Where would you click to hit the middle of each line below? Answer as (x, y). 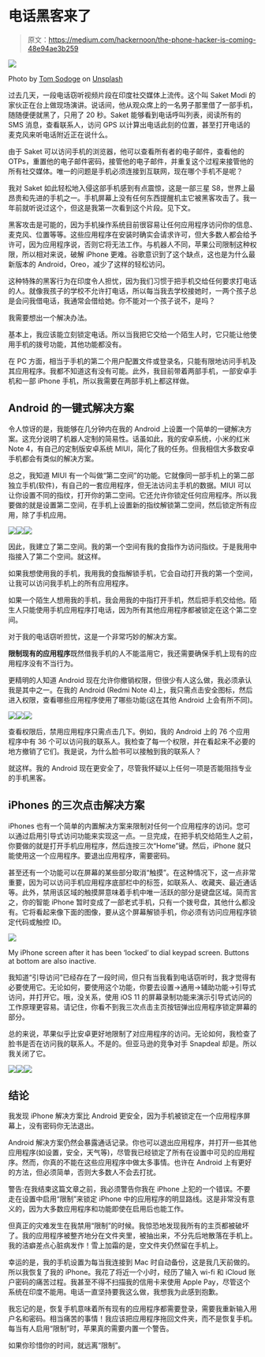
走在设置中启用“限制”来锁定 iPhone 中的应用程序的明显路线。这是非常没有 (128, 1199)
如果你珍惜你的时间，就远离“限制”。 (67, 1345)
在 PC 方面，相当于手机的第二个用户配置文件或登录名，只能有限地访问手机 (129, 361)
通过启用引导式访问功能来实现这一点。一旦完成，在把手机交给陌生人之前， (136, 836)
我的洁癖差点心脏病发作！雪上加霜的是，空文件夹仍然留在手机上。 (115, 1245)
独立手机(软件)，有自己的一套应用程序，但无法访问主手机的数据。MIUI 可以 (130, 485)
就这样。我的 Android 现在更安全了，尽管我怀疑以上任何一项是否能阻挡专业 (130, 768)
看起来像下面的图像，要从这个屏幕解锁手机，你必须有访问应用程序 (142, 912)
